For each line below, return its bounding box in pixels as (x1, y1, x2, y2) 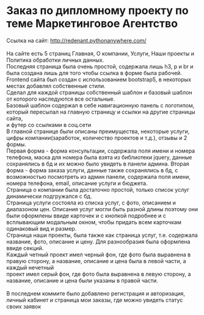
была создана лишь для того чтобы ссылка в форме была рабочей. (6, 69, 182, 76)
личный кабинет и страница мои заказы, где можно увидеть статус (6, 296, 183, 303)
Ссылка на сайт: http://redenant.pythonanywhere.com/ (6, 37, 147, 44)
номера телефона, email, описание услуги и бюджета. (6, 179, 148, 187)
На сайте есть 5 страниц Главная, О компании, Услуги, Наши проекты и (6, 49, 194, 57)
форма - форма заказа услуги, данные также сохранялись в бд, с (6, 166, 178, 174)
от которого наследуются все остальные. (6, 95, 115, 103)
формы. (6, 140, 26, 148)
